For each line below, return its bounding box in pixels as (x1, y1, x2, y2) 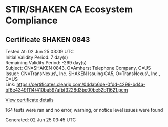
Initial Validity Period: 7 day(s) (5, 54, 68, 60)
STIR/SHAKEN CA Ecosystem (5, 4, 133, 15)
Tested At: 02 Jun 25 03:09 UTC (5, 49, 74, 55)
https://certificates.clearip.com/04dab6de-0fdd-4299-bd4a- (16, 81, 146, 87)
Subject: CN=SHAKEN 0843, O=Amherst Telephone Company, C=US (5, 65, 151, 71)
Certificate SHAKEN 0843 (5, 35, 90, 44)
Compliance (5, 14, 58, 26)
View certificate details (5, 97, 54, 103)
